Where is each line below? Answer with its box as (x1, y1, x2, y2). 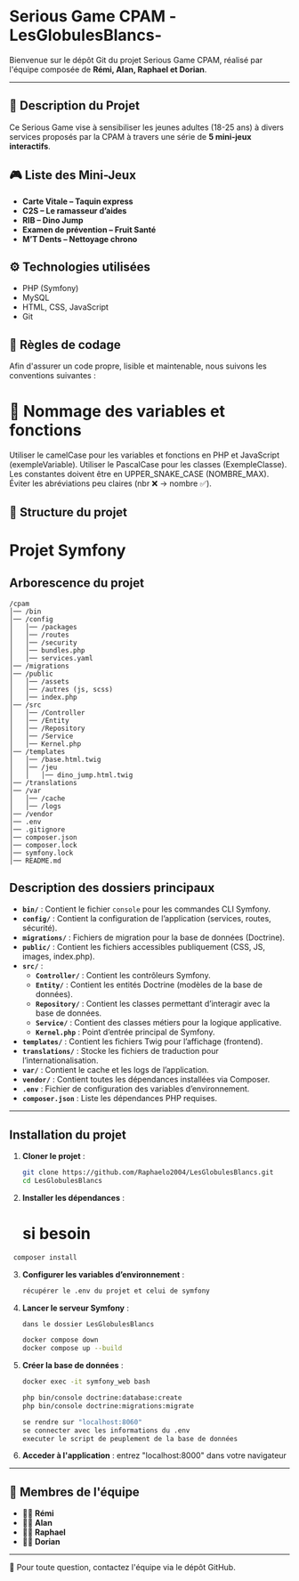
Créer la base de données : (21, 1360, 124, 1371)
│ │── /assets (9, 677, 69, 686)
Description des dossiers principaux (9, 880, 215, 896)
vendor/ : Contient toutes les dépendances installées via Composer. (21, 1074, 271, 1085)
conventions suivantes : (9, 370, 96, 381)
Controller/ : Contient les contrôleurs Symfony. (35, 970, 211, 981)
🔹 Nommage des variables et (9, 401, 225, 422)
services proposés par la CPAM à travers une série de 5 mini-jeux (9, 131, 252, 142)
